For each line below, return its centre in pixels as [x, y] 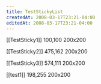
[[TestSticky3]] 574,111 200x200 [46, 63]
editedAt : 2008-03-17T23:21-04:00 [50, 23]
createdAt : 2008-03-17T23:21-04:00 [51, 17]
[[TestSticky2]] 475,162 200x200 [47, 52]
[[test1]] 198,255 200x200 [38, 75]
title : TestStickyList [35, 12]
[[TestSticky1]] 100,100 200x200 [46, 40]
